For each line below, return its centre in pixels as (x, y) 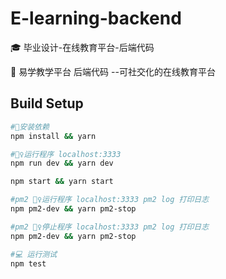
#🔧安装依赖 (30, 127)
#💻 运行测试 (34, 254)
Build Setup (47, 103)
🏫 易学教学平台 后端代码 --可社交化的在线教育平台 (113, 71)
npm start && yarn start (62, 182)
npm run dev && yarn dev (62, 163)
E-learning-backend (96, 18)
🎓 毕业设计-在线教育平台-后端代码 (82, 47)
